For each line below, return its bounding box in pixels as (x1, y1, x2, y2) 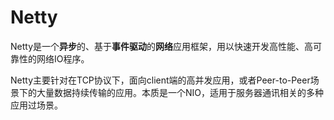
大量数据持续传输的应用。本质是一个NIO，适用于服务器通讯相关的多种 (36, 86, 325, 98)
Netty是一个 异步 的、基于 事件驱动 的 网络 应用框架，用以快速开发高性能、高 (10, 40, 314, 52)
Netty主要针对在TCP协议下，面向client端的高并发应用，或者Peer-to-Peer (10, 74, 311, 86)
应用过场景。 (10, 99, 63, 111)
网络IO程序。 (36, 52, 90, 65)
